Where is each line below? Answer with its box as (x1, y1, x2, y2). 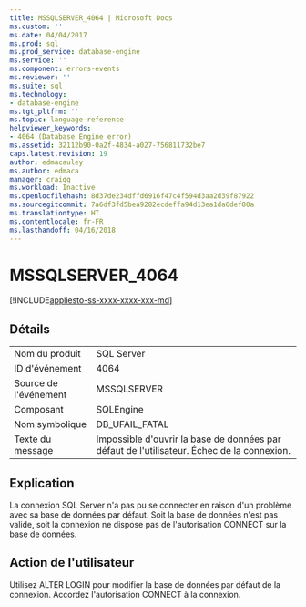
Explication (9, 476, 75, 491)
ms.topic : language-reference (9, 115, 125, 124)
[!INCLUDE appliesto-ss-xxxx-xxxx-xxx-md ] (9, 295, 173, 306)
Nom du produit (14, 348, 82, 361)
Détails (9, 321, 50, 337)
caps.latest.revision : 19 (9, 149, 107, 158)
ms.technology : (9, 89, 67, 99)
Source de (14, 377, 58, 390)
